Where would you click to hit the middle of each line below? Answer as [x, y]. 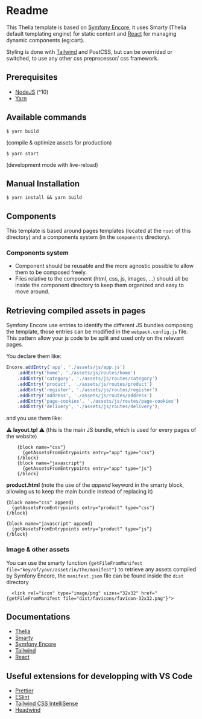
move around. [32, 291]
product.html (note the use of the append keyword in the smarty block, [95, 485]
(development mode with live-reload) [52, 164]
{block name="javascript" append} [50, 524]
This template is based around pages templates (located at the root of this [99, 231]
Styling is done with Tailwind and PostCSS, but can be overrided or [90, 51]
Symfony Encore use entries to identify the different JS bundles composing [99, 325]
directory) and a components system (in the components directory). [89, 237]
